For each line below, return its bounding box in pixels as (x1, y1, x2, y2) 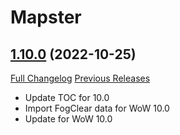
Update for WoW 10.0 (24, 113, 113, 125)
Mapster (10, 6, 82, 29)
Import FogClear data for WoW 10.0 (24, 102, 170, 114)
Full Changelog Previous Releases (10, 72, 151, 84)
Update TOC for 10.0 (24, 92, 110, 103)
